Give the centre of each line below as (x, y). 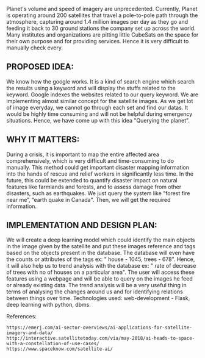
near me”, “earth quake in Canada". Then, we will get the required (88, 199)
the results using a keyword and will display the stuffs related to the (91, 88)
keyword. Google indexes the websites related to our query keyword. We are (103, 95)
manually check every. (34, 48)
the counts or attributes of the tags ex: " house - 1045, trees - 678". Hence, (101, 259)
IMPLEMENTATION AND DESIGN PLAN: (82, 225)
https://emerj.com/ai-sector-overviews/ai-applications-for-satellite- (99, 328)
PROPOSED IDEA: (40, 67)
